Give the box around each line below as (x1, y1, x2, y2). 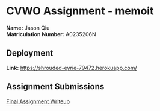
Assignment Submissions (6, 81, 105, 92)
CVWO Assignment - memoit (6, 4, 154, 18)
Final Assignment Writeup (6, 98, 70, 105)
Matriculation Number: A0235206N (6, 30, 96, 37)
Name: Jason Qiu (6, 24, 50, 31)
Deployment (6, 48, 54, 59)
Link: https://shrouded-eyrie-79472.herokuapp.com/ (6, 64, 137, 71)
